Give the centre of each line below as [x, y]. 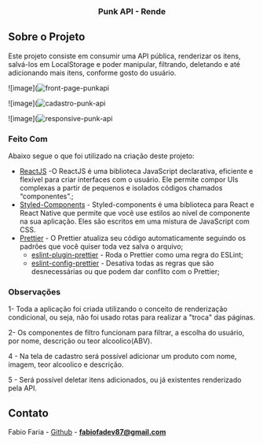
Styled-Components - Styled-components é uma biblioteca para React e [137, 205]
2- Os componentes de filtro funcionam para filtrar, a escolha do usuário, [126, 333]
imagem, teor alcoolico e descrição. [66, 364]
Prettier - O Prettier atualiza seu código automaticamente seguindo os [132, 239]
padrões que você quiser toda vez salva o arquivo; [101, 246]
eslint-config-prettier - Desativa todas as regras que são [122, 263]
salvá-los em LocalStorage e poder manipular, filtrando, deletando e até [124, 64]
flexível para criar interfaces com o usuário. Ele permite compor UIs [129, 179]
